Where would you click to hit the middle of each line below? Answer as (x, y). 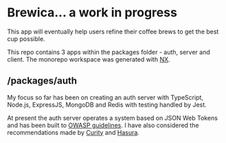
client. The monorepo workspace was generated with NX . (89, 59)
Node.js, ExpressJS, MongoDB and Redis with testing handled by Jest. (107, 105)
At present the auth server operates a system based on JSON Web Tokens (113, 118)
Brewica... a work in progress (92, 13)
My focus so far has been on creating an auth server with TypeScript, (105, 97)
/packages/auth (42, 81)
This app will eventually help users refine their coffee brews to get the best (113, 31)
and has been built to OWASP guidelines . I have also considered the (103, 125)
